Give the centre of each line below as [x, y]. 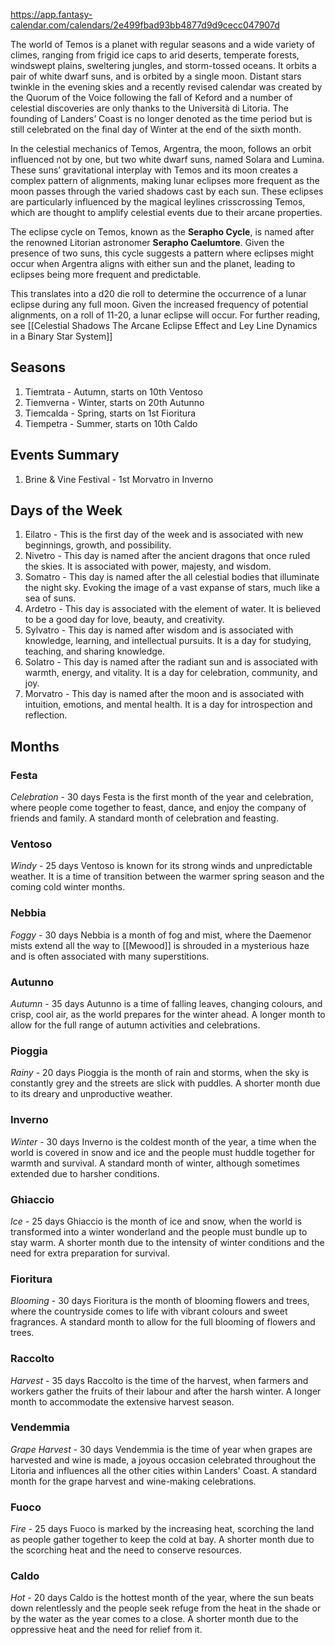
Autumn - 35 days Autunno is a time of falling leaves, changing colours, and [166, 1004]
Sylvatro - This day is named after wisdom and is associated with [159, 630]
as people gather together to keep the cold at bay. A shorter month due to [162, 1540]
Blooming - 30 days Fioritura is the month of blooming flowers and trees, [160, 1301]
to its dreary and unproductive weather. [91, 1094]
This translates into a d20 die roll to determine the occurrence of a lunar [158, 293]
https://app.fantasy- [51, 14]
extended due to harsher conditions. [85, 1173]
